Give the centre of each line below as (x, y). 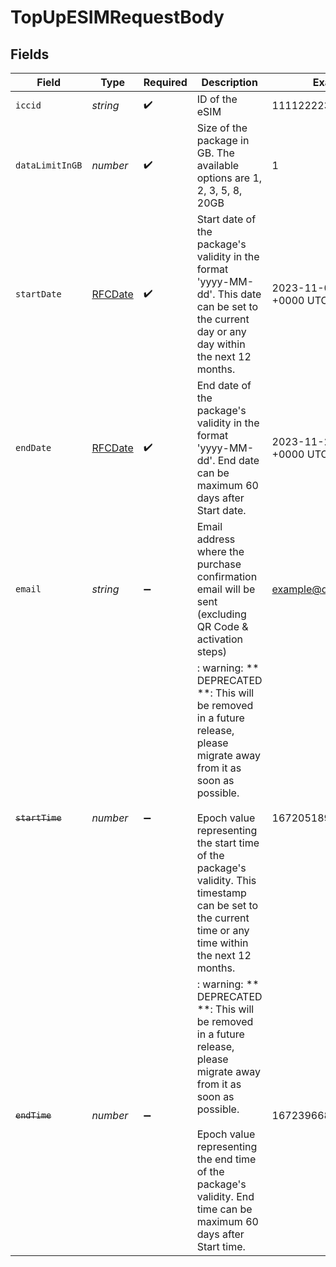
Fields (30, 54)
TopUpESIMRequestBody (117, 17)
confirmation (227, 576)
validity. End (225, 1196)
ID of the (217, 99)
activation (220, 639)
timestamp (221, 893)
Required (165, 82)
